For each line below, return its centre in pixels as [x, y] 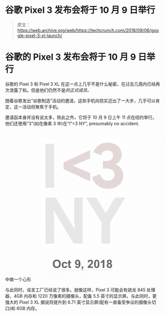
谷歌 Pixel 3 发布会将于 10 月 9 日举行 [80, 10]
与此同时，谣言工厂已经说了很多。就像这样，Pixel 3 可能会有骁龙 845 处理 [80, 290]
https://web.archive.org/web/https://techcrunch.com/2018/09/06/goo [88, 30]
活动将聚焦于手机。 [42, 107]
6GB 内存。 [28, 308]
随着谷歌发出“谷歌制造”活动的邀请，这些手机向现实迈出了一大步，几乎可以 [81, 100]
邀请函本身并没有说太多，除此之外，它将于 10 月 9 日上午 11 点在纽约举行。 [81, 117]
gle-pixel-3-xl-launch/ [40, 36]
